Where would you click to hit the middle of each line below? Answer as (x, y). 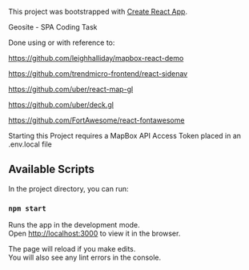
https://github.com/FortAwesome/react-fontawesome (96, 120)
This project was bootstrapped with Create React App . (98, 12)
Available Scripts (51, 169)
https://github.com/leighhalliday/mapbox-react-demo (96, 58)
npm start (27, 208)
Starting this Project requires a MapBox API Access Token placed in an (125, 136)
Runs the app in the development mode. (74, 225)
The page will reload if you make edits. (72, 249)
